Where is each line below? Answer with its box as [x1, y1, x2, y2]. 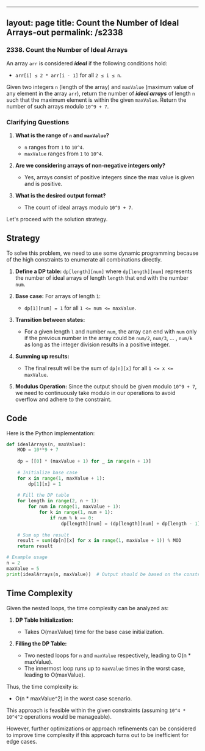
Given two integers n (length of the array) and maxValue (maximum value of [6, 83, 194, 90]
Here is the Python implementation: [6, 429, 95, 436]
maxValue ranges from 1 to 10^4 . [24, 150, 104, 157]
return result [17, 543, 53, 549]
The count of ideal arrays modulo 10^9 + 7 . [24, 204, 133, 211]
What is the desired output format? [15, 191, 106, 199]
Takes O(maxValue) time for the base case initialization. [24, 628, 164, 635]
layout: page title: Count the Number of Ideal [6, 18, 179, 28]
